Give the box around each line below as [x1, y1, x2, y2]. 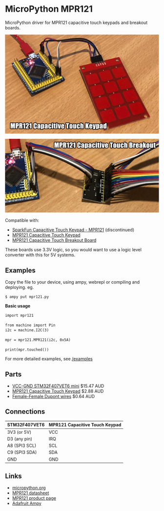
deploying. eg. [5, 285, 34, 290]
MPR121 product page [12, 495, 56, 501]
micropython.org [12, 485, 46, 490]
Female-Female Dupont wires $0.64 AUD [12, 394, 95, 400]
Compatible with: [5, 218, 40, 223]
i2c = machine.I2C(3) [5, 328, 49, 333]
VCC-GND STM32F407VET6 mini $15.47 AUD [12, 383, 104, 389]
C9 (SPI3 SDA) [7, 449, 37, 455]
